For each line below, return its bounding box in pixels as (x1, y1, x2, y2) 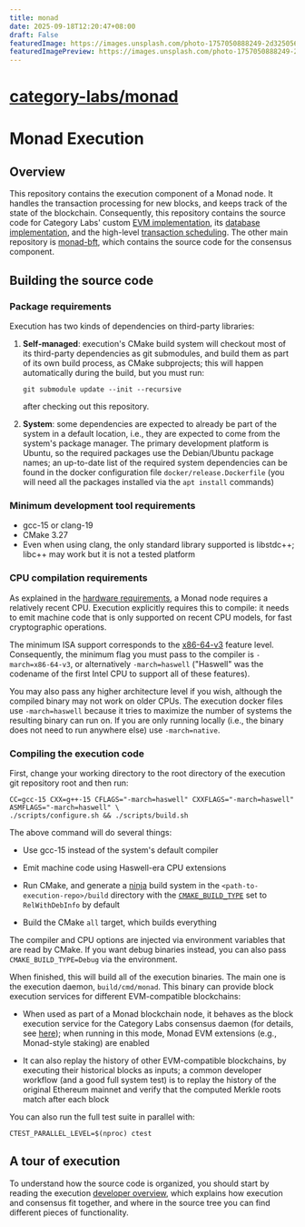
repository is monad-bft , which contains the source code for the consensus (9, 237, 292, 248)
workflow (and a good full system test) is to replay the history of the (22, 1074, 277, 1085)
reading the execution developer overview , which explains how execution (9, 1187, 283, 1198)
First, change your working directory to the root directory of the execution (9, 767, 286, 778)
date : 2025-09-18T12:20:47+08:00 (9, 22, 136, 31)
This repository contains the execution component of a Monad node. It (9, 188, 274, 199)
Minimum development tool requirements (9, 499, 196, 512)
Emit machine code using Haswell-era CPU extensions (22, 862, 227, 873)
